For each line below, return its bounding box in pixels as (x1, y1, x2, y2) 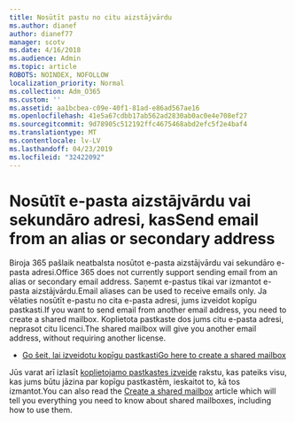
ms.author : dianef (9, 21, 77, 30)
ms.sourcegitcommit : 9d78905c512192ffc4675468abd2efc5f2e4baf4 (9, 120, 248, 129)
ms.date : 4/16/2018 (9, 46, 82, 55)
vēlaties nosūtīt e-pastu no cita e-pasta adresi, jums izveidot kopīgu (9, 295, 257, 306)
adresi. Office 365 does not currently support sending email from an (31, 267, 278, 278)
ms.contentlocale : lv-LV (9, 136, 101, 145)
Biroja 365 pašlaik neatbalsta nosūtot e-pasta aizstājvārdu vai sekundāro (9, 257, 275, 268)
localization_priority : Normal (9, 79, 125, 88)
